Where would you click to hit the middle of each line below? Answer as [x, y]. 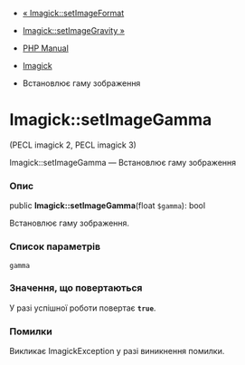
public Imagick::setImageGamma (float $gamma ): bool [108, 206]
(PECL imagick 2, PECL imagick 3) [73, 145]
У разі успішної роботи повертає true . [83, 308]
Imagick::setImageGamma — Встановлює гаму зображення [123, 162]
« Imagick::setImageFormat [73, 13]
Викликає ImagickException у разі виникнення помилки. [117, 351]
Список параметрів [55, 246]
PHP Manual [46, 48]
